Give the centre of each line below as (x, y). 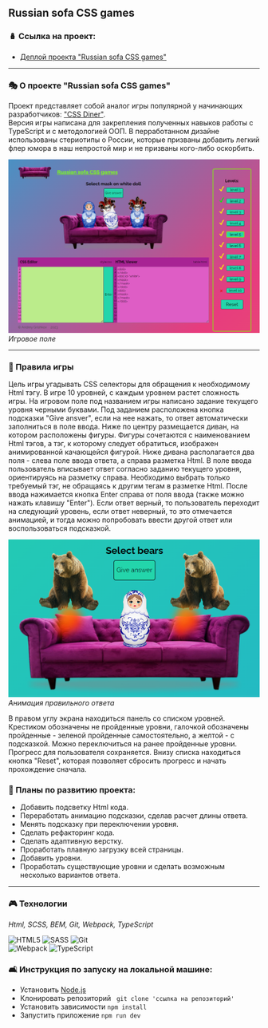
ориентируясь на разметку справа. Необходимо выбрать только (119, 477)
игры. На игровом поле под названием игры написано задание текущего (133, 401)
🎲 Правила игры (41, 366)
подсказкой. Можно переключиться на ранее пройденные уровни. (123, 744)
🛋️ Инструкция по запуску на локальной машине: (110, 969)
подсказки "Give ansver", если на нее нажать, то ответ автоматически (128, 418)
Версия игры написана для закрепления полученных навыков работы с (131, 122)
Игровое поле (32, 338)
